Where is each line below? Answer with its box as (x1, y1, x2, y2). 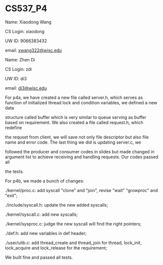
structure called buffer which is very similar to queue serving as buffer (5, 114, 146, 120)
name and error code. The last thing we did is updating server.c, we (5, 139, 142, 145)
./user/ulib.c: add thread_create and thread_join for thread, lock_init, (5, 240, 142, 246)
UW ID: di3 (5, 76, 27, 81)
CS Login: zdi (5, 66, 32, 72)
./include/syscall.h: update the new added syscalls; (5, 202, 108, 208)
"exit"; (5, 192, 18, 198)
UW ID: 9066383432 (5, 38, 47, 44)
